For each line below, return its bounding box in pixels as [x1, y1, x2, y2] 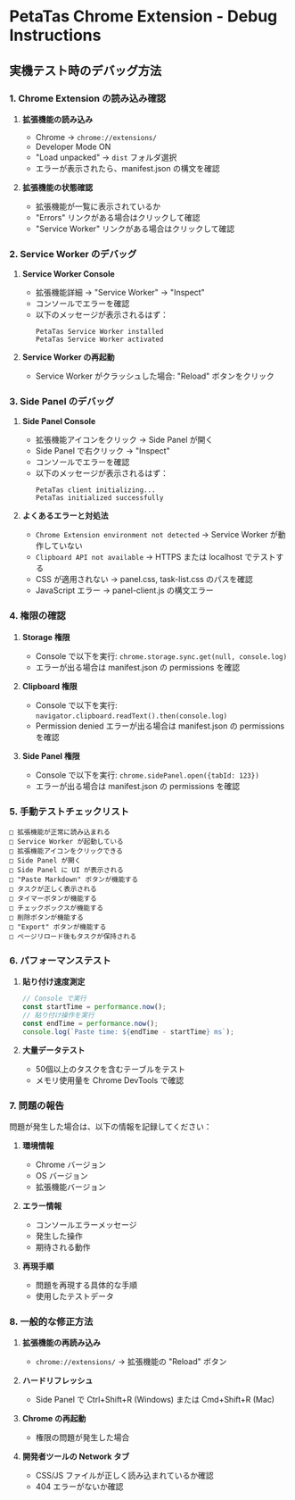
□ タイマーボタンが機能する [9, 895, 98, 904]
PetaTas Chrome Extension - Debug [9, 6, 278, 27]
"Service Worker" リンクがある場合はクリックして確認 [35, 223, 234, 234]
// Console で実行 [21, 994, 87, 1004]
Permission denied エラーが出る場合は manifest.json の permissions [35, 721, 285, 731]
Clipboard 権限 [21, 680, 78, 691]
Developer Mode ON [35, 141, 111, 152]
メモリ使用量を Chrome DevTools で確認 [35, 1074, 184, 1086]
